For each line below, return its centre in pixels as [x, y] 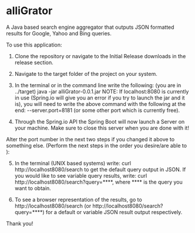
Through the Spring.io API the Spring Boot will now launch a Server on [100, 121]
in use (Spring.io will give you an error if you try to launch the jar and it [100, 98]
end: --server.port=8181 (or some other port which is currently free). [97, 110]
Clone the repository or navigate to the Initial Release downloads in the [100, 56]
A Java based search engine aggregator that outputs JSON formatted [90, 27]
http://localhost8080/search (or [53, 206]
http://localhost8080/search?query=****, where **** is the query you [99, 182]
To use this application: [34, 45]
